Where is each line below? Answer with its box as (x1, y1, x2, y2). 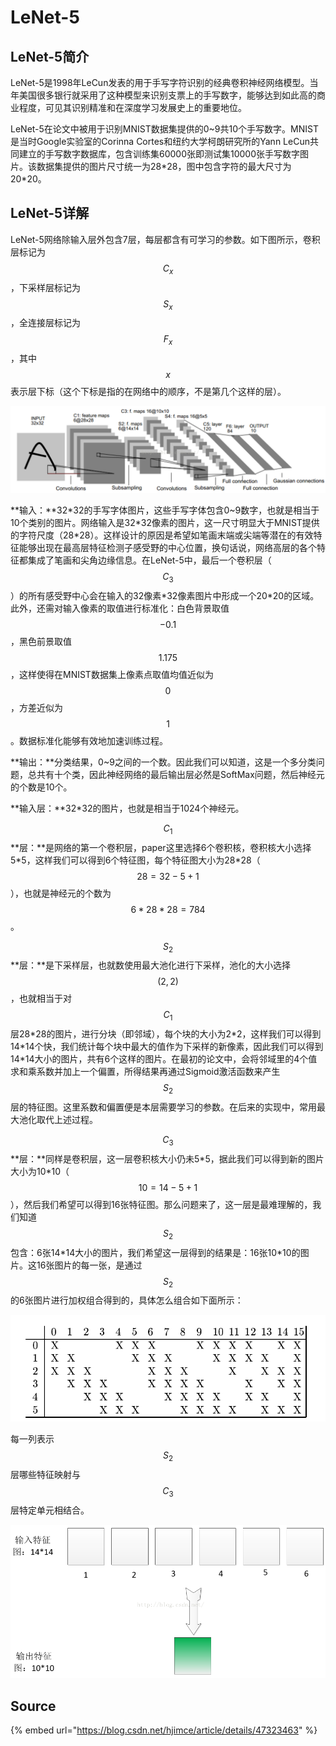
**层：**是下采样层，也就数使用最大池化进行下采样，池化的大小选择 (10, 959, 292, 971)
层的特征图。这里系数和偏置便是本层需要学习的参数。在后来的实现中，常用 (10, 1101, 317, 1113)
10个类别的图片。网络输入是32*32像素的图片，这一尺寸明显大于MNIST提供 (10, 517, 320, 528)
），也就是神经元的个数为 (10, 887, 112, 899)
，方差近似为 (10, 701, 63, 713)
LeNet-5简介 (10, 48, 90, 65)
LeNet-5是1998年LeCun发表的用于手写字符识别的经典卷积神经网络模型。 (10, 77, 310, 88)
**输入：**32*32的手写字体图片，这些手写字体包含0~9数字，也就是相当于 (10, 504, 320, 516)
